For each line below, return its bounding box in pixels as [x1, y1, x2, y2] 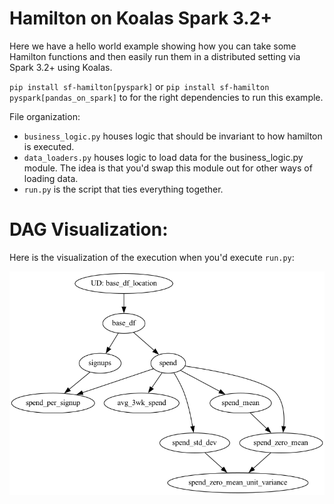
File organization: [9, 110, 81, 122]
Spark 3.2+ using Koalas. [9, 61, 113, 73]
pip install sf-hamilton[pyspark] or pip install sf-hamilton [9, 80, 270, 92]
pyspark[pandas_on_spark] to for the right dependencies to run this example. [9, 91, 324, 103]
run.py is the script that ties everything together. [23, 183, 224, 195]
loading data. [23, 172, 79, 184]
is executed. [23, 140, 75, 152]
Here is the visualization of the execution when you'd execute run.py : [9, 251, 295, 263]
